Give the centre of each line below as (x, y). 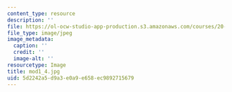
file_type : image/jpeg (40, 33)
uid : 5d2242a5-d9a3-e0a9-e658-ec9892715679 (71, 78)
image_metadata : (30, 39)
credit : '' (29, 53)
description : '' (30, 20)
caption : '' (31, 46)
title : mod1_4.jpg (33, 71)
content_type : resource (41, 13)
